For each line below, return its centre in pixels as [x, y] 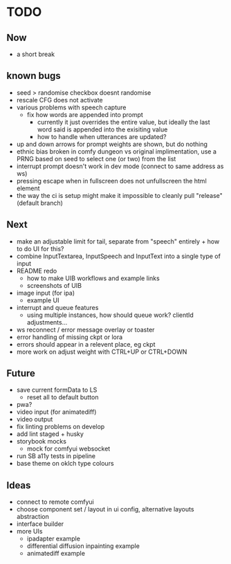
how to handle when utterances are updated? [102, 136]
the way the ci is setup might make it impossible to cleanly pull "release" [119, 195]
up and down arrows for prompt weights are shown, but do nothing [112, 144]
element [28, 188]
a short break [36, 54]
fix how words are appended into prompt [85, 114]
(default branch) [40, 203]
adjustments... [47, 322]
